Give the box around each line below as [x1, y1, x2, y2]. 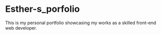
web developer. [5, 25, 38, 31]
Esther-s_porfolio [5, 3, 80, 15]
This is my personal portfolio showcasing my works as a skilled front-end [5, 20, 156, 26]
